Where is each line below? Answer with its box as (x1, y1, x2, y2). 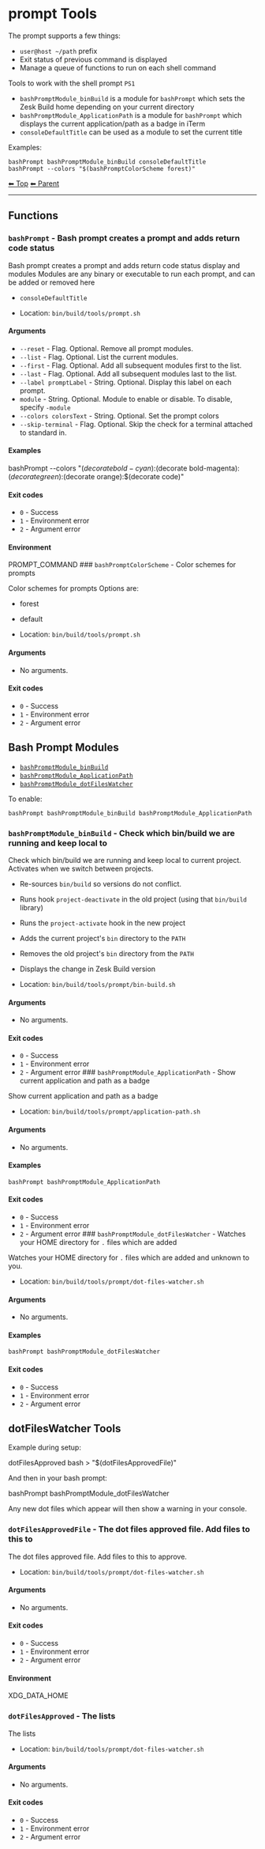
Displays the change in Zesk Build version (19, 964, 156, 974)
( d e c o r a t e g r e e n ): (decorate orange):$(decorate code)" (8, 472, 185, 482)
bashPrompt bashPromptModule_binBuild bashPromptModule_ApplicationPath (8, 809, 252, 817)
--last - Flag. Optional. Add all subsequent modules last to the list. (19, 369, 237, 378)
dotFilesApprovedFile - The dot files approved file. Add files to (8, 1524, 251, 1535)
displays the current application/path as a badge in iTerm (19, 119, 206, 128)
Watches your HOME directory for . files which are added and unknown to (8, 1253, 250, 1262)
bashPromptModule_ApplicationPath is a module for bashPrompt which (19, 110, 242, 119)
